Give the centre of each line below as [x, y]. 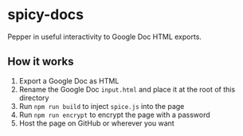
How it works [41, 62]
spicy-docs [46, 15]
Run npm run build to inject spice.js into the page [102, 106]
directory [34, 98]
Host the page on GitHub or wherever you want [96, 123]
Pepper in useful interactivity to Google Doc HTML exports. [105, 37]
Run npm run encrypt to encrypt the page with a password [114, 115]
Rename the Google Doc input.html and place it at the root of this [127, 89]
